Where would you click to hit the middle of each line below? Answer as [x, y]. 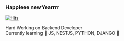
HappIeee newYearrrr [32, 7]
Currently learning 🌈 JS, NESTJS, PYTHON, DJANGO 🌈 [63, 33]
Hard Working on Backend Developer [44, 28]
